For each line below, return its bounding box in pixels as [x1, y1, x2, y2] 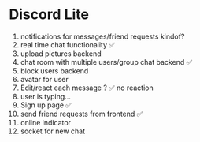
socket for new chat [20, 126, 86, 136]
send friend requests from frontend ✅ [20, 109, 143, 118]
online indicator [20, 118, 72, 127]
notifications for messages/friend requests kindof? [20, 32, 185, 41]
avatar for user [20, 74, 69, 84]
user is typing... [20, 92, 72, 101]
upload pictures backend [20, 49, 102, 58]
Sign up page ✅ [20, 100, 72, 110]
